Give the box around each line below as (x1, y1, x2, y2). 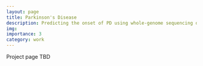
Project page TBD (6, 53, 50, 60)
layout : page (6, 8, 39, 15)
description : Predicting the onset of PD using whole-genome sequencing (6, 20, 193, 26)
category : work (6, 37, 45, 43)
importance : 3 (6, 31, 42, 37)
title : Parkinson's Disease (6, 14, 77, 20)
